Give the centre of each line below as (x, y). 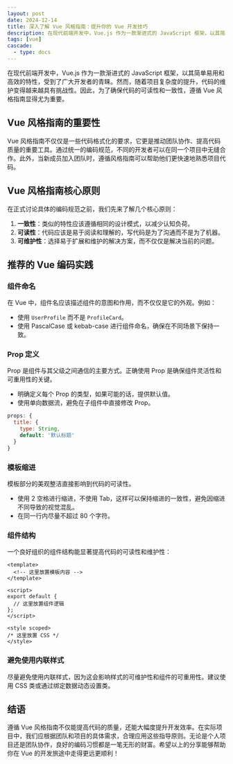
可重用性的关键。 (32, 379)
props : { (20, 416)
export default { (32, 597)
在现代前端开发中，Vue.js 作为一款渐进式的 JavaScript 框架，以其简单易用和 (116, 73)
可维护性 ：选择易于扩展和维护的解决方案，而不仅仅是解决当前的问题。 (118, 241)
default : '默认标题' (47, 435)
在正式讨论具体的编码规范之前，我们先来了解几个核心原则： (92, 209)
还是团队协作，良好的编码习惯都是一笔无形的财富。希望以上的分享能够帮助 (119, 745)
